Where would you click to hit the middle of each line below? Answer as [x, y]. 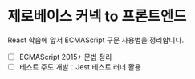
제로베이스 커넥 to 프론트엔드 [97, 16]
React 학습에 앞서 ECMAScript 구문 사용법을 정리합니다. [96, 40]
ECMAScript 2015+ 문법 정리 [65, 57]
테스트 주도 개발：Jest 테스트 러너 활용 [80, 67]
